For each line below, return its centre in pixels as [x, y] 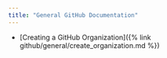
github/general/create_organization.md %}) [89, 45]
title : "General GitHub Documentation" [73, 15]
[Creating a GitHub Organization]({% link [85, 37]
